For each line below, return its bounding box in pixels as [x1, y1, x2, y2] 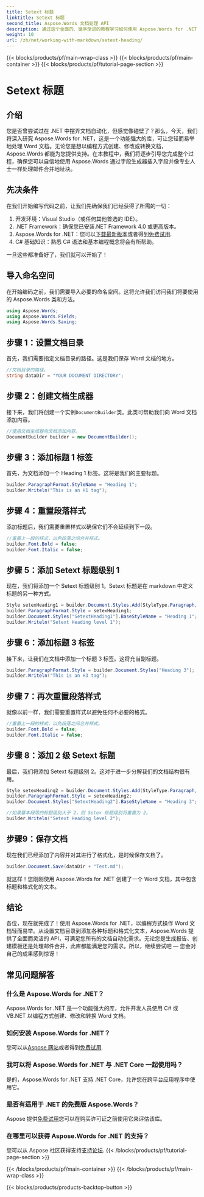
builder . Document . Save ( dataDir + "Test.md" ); [6, 863, 124, 870]
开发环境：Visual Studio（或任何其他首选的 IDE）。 [15, 215, 141, 223]
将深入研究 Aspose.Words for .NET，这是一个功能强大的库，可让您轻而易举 [6, 135, 195, 142]
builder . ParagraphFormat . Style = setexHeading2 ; [6, 793, 132, 799]
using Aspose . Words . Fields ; [6, 313, 78, 320]
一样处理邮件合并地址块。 [11, 165, 76, 173]
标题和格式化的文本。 [6, 882, 60, 890]
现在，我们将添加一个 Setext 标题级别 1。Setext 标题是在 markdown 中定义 [6, 582, 194, 590]
